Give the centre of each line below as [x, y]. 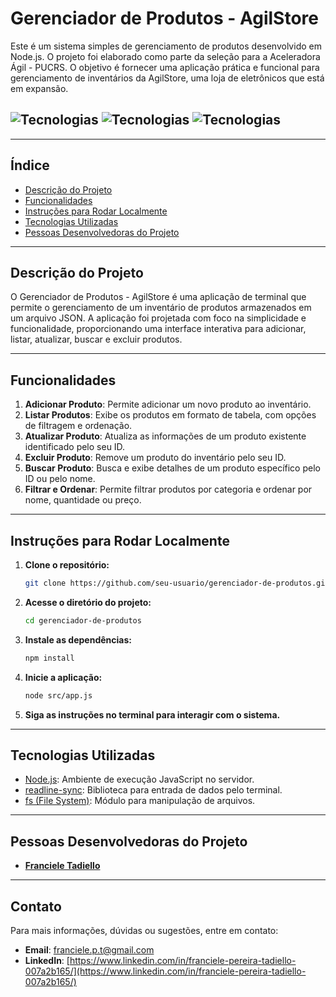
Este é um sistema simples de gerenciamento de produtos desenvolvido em [166, 46]
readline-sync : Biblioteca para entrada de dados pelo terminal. [153, 790]
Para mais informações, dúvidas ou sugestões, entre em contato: [144, 930]
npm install [49, 658]
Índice [30, 165]
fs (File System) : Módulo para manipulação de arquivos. [140, 801]
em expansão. [39, 88]
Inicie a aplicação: [63, 677]
